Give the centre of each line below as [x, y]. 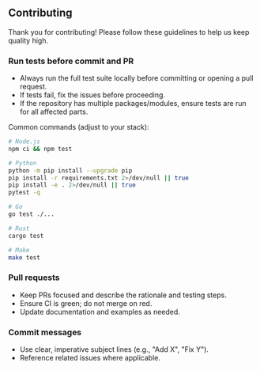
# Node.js [24, 142]
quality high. [28, 40]
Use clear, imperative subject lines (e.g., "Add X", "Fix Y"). [114, 349]
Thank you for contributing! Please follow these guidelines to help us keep [129, 32]
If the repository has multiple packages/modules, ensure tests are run [133, 104]
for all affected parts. [54, 112]
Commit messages [45, 332]
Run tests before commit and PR [71, 61]
